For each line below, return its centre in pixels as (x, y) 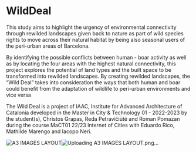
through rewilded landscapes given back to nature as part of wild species (95, 33)
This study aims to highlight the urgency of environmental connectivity (92, 27)
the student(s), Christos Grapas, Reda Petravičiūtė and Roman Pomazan (93, 118)
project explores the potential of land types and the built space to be (89, 70)
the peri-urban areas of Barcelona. (48, 46)
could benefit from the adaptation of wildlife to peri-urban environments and (98, 88)
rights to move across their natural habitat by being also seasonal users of (96, 39)
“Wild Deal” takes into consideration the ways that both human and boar (93, 82)
